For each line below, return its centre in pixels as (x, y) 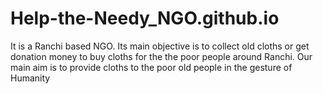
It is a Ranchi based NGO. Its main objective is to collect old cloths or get (160, 46)
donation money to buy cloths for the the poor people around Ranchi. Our (161, 56)
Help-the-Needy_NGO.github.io (145, 18)
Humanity (30, 78)
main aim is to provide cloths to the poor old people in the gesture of (151, 67)
